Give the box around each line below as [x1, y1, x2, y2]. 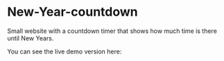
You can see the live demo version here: [7, 47, 122, 56]
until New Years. [7, 34, 54, 42]
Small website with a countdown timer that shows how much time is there [7, 27, 217, 35]
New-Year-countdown [7, 4, 138, 20]
